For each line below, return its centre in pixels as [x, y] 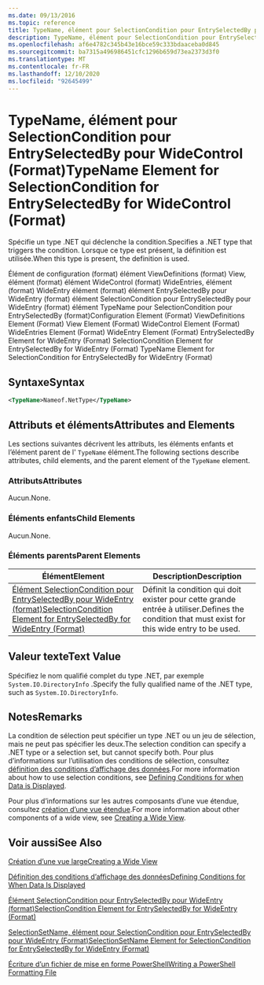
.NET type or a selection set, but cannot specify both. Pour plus [111, 752]
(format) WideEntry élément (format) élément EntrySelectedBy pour [118, 291]
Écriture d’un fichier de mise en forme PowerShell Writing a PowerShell [122, 965]
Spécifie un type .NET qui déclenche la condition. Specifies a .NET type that [130, 242]
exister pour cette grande [189, 599]
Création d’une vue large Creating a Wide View [83, 862]
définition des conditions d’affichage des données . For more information [124, 769]
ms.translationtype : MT [47, 60]
